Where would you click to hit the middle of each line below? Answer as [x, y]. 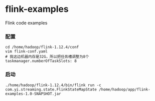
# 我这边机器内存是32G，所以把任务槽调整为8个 [47, 57]
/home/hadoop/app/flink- [125, 89]
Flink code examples [26, 23]
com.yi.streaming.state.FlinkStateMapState [51, 89]
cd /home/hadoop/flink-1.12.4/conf [42, 47]
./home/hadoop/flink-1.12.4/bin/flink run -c [53, 85]
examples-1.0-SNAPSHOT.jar [33, 94]
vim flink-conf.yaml [27, 51]
